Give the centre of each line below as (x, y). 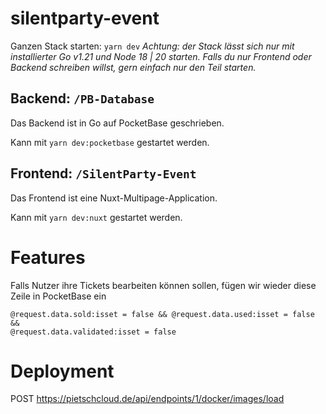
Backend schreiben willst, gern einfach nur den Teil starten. (133, 67)
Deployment (62, 371)
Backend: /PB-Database (82, 98)
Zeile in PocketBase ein (58, 296)
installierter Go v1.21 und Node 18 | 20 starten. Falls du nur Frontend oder (161, 56)
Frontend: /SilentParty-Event (103, 173)
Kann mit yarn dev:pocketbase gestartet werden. (110, 142)
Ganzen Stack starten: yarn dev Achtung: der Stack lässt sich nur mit (152, 46)
